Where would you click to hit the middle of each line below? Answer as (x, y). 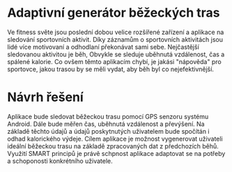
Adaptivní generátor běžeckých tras (114, 13)
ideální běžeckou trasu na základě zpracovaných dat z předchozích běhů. (113, 146)
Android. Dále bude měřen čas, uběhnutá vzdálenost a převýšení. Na (106, 124)
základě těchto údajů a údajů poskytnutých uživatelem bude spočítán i (108, 131)
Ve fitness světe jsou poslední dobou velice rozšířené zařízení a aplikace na (116, 32)
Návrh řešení (45, 97)
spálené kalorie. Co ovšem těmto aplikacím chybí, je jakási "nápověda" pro (114, 61)
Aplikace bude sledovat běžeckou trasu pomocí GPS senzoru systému (108, 116)
